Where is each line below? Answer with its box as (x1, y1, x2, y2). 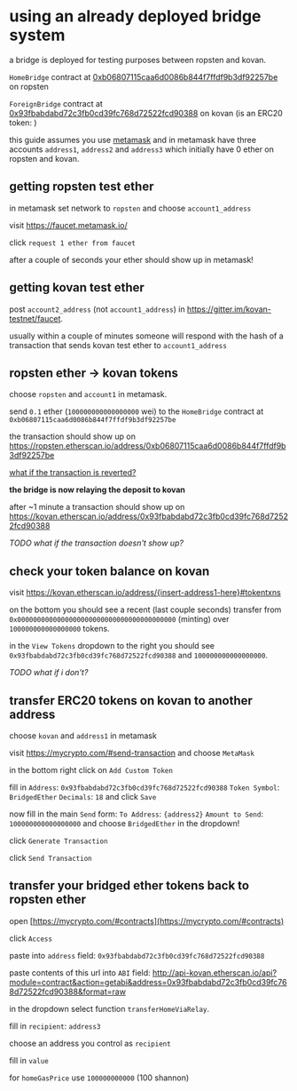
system (9, 25, 66, 45)
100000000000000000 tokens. (9, 624, 110, 634)
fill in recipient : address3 (9, 1020, 101, 1031)
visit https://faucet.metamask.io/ (9, 219, 128, 230)
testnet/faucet (9, 313, 61, 323)
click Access (9, 933, 53, 944)
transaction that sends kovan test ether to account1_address (9, 339, 228, 350)
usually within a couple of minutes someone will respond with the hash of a (9, 330, 284, 341)
